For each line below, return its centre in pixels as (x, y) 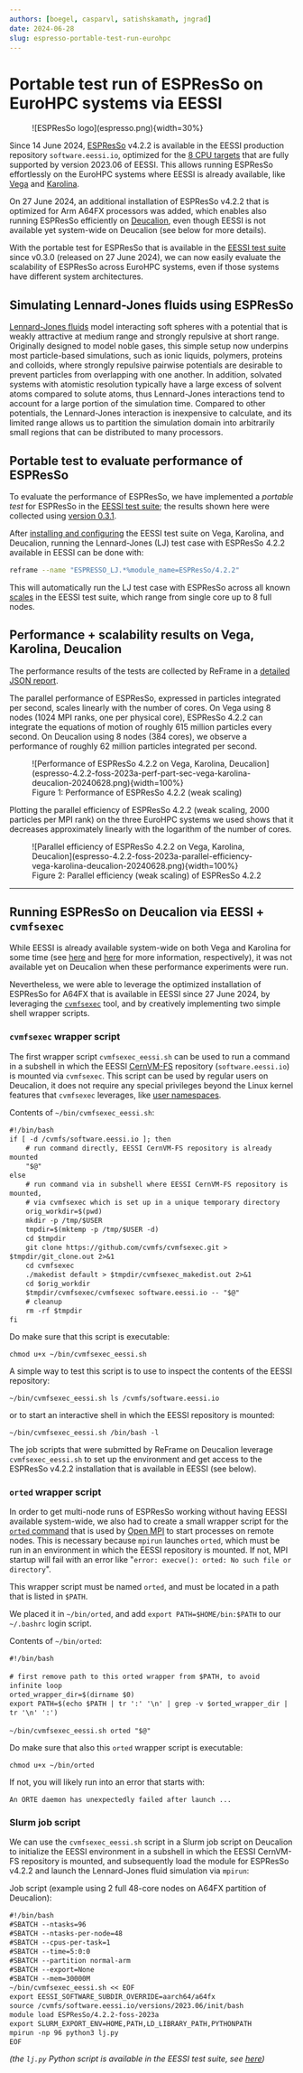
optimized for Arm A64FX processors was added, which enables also (138, 211)
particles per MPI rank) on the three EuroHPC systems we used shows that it (151, 819)
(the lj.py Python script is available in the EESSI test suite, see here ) (137, 2059)
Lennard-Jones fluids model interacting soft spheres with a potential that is (149, 327)
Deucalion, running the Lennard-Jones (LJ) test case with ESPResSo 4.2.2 (147, 543)
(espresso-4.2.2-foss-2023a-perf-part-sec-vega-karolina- (142, 773)
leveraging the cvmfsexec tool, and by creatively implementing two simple (145, 1004)
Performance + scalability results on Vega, (132, 635)
